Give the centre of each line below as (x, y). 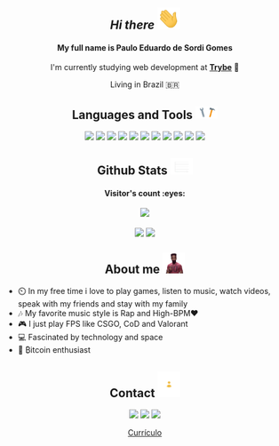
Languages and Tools (132, 115)
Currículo (145, 433)
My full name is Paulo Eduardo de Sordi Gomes (145, 47)
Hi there (132, 25)
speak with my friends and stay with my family (103, 304)
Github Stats (132, 171)
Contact (132, 393)
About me (132, 269)
